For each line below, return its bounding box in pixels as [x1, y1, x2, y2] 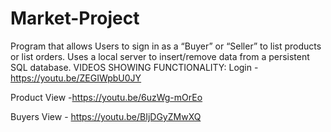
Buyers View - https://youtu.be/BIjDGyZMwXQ [10, 110, 202, 122]
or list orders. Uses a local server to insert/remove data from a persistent [10, 50, 310, 62]
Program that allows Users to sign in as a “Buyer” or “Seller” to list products [10, 40, 322, 52]
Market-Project [10, 7, 140, 30]
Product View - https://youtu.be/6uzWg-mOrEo [10, 91, 203, 103]
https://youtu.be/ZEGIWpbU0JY [10, 72, 142, 84]
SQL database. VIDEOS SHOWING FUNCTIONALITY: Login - [10, 61, 259, 73]
